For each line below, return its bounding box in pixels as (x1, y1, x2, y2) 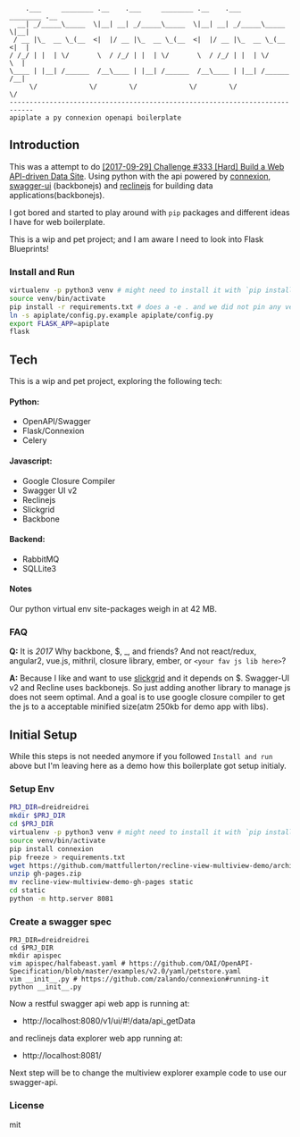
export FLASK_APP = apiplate (9, 319, 110, 328)
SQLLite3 (21, 563, 56, 573)
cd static (9, 886, 46, 895)
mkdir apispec (9, 951, 62, 960)
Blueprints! (9, 243, 49, 254)
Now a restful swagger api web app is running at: (9, 999, 190, 1009)
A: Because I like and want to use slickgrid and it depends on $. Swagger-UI (9, 673, 290, 683)
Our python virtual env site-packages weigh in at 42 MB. (9, 603, 217, 614)
